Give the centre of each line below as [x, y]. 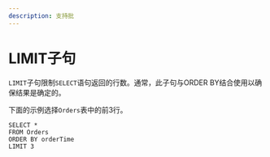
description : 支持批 [41, 16]
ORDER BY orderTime [41, 139]
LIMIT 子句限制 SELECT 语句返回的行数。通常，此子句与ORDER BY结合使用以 [132, 83]
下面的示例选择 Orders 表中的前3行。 [68, 109]
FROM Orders [28, 132]
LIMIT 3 [22, 146]
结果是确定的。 [40, 92]
